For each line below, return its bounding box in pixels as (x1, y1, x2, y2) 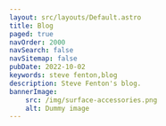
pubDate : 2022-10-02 (9, 63, 87, 72)
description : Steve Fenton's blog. (9, 79, 142, 88)
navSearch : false (9, 46, 74, 55)
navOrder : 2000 (9, 37, 66, 47)
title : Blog (9, 21, 54, 30)
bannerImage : (9, 87, 58, 96)
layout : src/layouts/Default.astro (9, 12, 142, 22)
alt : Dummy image (25, 104, 90, 113)
